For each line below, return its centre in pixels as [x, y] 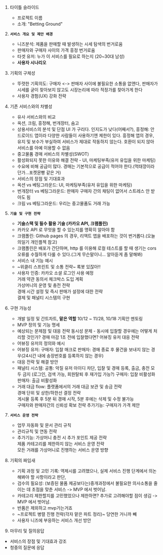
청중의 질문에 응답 [27, 547]
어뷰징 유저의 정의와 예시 [41, 343]
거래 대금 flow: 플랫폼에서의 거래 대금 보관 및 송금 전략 [69, 386]
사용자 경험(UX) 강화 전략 [42, 96]
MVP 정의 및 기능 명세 [39, 325]
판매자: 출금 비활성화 [37, 380]
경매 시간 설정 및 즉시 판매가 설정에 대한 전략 [60, 291]
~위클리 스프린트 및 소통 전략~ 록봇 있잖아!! [59, 267]
